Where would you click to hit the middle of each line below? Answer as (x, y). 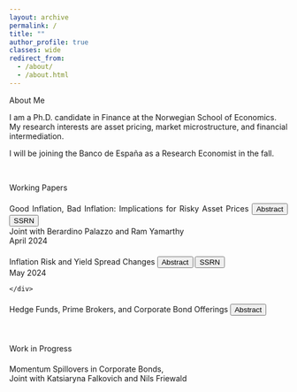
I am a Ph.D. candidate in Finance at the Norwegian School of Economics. (143, 117)
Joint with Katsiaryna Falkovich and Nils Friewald (98, 378)
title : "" (27, 34)
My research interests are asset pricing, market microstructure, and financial (148, 127)
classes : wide (35, 50)
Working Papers (38, 188)
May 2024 (28, 273)
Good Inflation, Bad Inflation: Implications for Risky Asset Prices (129, 208)
